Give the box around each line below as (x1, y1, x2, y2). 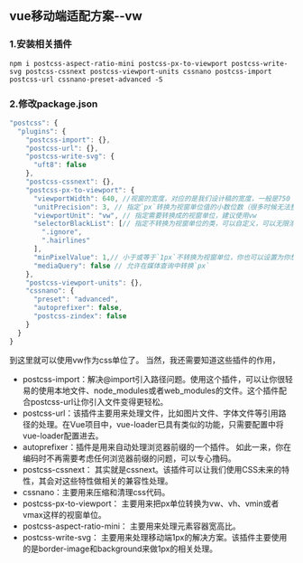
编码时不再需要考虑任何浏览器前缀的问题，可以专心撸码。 (22, 453, 236, 464)
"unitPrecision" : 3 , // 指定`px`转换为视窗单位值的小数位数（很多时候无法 (32, 202, 290, 211)
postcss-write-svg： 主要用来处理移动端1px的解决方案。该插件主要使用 (22, 531, 288, 542)
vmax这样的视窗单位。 (22, 509, 106, 520)
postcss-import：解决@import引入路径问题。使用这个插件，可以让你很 (22, 373, 286, 384)
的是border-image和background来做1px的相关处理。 (22, 543, 218, 554)
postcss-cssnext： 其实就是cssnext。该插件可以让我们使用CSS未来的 (22, 464, 282, 474)
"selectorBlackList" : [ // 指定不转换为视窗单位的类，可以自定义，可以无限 (32, 220, 289, 229)
